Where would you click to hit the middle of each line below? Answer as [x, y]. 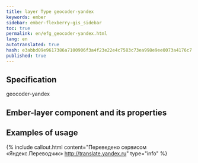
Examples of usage [42, 133]
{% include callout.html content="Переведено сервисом [76, 147]
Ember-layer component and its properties [87, 112]
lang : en [17, 39]
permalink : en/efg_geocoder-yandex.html [57, 34]
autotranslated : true [33, 45]
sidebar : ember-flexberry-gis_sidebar [54, 23]
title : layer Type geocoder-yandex [50, 12]
